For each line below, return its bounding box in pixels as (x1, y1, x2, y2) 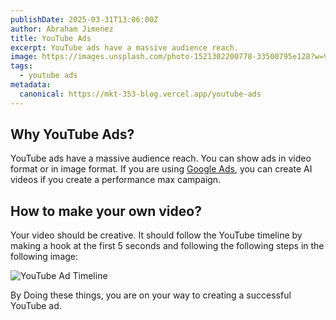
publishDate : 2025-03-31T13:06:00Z (10, 14, 159, 25)
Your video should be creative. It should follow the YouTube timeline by (10, 229, 303, 241)
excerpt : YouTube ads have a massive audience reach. (10, 42, 240, 53)
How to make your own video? (10, 202, 202, 220)
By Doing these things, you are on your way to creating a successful (10, 289, 292, 301)
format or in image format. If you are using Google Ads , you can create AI (10, 163, 313, 175)
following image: (10, 251, 79, 263)
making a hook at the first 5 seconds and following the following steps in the (10, 240, 325, 252)
